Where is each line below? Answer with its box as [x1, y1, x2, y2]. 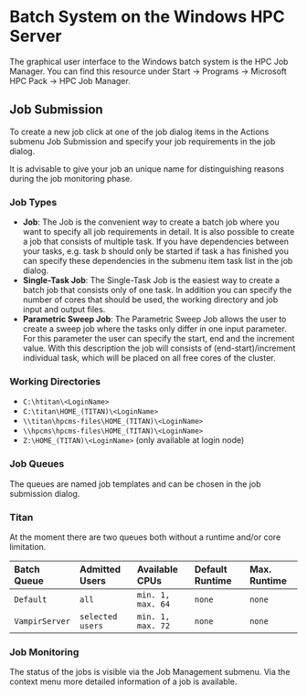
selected [79, 611, 118, 622]
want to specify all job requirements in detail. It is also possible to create [22, 227, 295, 237]
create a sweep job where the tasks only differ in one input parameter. [22, 323, 288, 334]
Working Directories [9, 374, 101, 387]
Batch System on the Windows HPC [9, 6, 285, 27]
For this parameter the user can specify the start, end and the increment [22, 333, 295, 344]
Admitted [79, 563, 122, 575]
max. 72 [136, 620, 171, 631]
